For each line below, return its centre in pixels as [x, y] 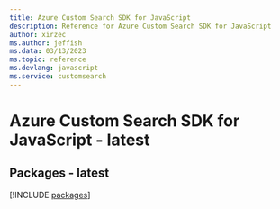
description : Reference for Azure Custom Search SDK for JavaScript [140, 26]
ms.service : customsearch [58, 77]
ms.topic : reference [48, 59]
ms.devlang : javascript [54, 68]
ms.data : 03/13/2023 [48, 51]
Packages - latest [59, 173]
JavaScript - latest [80, 140]
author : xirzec [38, 34]
